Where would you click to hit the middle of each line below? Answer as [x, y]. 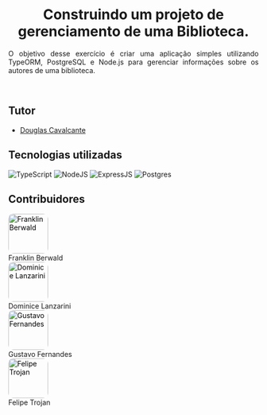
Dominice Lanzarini [40, 306]
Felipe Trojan [29, 402]
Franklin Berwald [36, 258]
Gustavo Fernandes [41, 355]
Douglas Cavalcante [52, 130]
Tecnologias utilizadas [65, 155]
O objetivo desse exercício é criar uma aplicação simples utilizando [133, 53]
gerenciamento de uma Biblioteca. [133, 31]
